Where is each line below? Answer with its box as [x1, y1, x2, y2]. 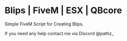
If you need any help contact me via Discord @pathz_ [4, 30, 114, 36]
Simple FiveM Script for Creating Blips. [4, 21, 84, 27]
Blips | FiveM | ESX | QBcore [4, 5, 123, 16]
